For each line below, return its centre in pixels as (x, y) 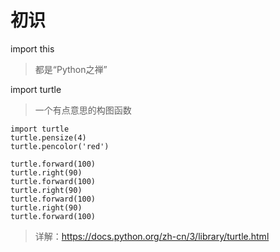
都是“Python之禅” (71, 69)
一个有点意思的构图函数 (83, 110)
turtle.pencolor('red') (60, 146)
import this (32, 48)
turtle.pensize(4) (48, 137)
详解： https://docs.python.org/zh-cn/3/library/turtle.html (152, 236)
